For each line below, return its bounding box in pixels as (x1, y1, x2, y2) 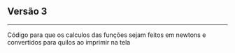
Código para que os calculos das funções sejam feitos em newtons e (7, 31, 206, 39)
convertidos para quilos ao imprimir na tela (7, 38, 131, 46)
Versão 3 (7, 6, 48, 17)
